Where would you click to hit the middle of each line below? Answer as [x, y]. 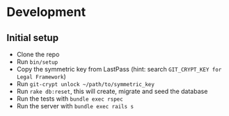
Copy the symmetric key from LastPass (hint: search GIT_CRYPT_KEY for [119, 69]
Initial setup [33, 38]
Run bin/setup [37, 62]
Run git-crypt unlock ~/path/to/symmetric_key [85, 84]
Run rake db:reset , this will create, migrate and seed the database [112, 91]
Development [46, 12]
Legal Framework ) [41, 76]
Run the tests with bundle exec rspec [70, 99]
